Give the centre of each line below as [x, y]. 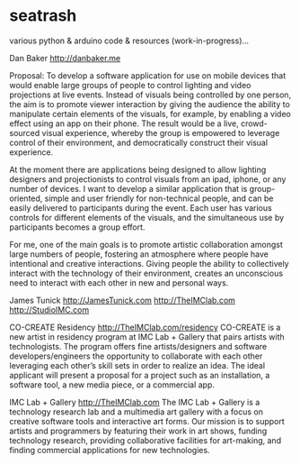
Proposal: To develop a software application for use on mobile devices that [147, 75]
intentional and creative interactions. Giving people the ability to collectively [149, 263]
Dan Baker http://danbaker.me [65, 58]
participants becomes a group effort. [77, 227]
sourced [25, 132]
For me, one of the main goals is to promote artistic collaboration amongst [146, 244]
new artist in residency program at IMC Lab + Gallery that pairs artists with [147, 337]
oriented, [26, 198]
